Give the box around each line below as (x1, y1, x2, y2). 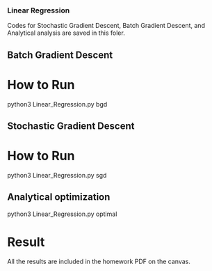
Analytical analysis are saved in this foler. (7, 29, 125, 37)
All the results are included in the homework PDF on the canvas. (7, 257, 191, 265)
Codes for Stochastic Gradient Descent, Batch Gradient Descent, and (7, 22, 205, 30)
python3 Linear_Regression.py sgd (7, 171, 107, 179)
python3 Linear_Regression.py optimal (7, 210, 117, 218)
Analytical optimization (7, 191, 111, 203)
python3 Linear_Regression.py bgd (7, 100, 108, 108)
